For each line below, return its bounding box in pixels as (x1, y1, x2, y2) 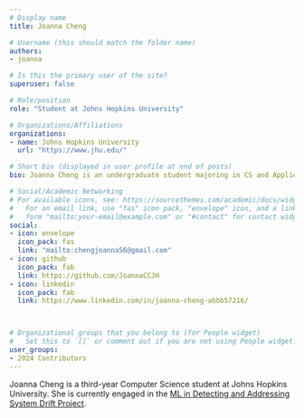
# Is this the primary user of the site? (9, 71, 168, 81)
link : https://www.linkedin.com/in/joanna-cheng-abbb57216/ (17, 296, 249, 306)
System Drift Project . (9, 397, 87, 408)
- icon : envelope (9, 229, 75, 238)
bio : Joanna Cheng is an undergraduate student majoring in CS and (9, 171, 270, 180)
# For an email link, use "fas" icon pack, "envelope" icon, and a (9, 204, 278, 213)
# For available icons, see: (9, 195, 119, 204)
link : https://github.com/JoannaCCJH (17, 271, 160, 280)
